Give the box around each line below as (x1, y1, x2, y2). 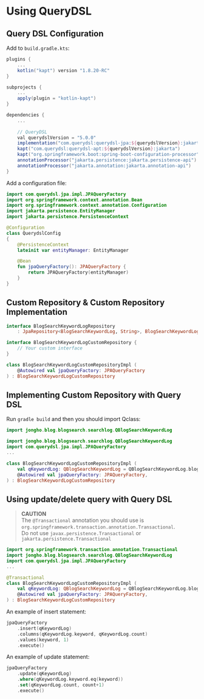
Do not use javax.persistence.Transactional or (21, 530, 141, 537)
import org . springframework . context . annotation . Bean (6, 197, 143, 203)
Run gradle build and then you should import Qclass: (6, 416, 141, 423)
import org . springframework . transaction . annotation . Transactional (6, 547, 178, 553)
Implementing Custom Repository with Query (6, 390, 182, 400)
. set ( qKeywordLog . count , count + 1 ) (17, 682, 104, 688)
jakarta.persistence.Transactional (21, 536, 112, 542)
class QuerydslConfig (6, 230, 61, 236)
